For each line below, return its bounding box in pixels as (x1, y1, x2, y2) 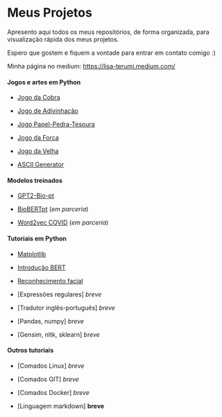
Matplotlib (17, 249, 46, 258)
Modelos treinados (7, 176, 63, 184)
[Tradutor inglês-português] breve (17, 303, 116, 312)
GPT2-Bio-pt (17, 192, 54, 200)
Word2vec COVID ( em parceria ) (17, 218, 109, 227)
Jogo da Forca (17, 134, 59, 142)
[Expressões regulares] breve (17, 290, 102, 299)
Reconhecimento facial (17, 276, 83, 285)
